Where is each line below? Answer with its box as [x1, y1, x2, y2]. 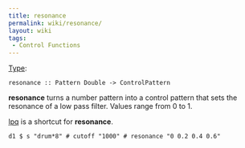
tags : [8, 34, 27, 42]
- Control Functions [11, 42, 81, 50]
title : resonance [8, 11, 67, 20]
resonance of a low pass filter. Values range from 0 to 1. [8, 102, 193, 111]
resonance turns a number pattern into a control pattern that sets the [8, 93, 238, 102]
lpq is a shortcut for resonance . [8, 117, 114, 126]
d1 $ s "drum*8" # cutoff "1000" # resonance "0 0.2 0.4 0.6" [8, 133, 221, 141]
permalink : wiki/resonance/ [8, 19, 103, 27]
